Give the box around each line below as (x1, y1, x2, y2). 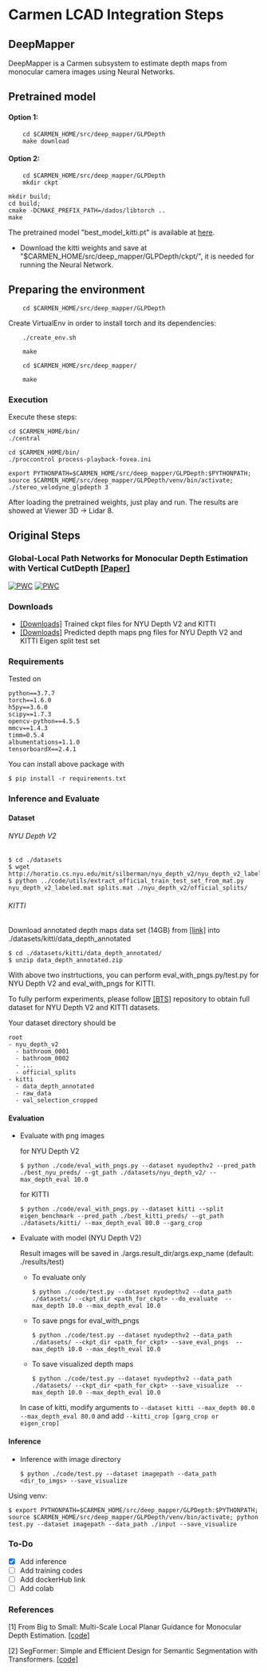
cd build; (8, 199, 41, 207)
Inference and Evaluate (8, 793, 100, 804)
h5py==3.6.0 (8, 704, 48, 712)
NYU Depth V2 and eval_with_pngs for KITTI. (8, 979, 156, 989)
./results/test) (19, 1257, 65, 1266)
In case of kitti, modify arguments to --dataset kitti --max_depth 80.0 (19, 1403, 255, 1412)
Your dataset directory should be (8, 1018, 116, 1028)
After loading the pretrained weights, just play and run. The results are (8, 497, 239, 507)
